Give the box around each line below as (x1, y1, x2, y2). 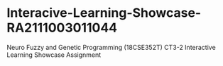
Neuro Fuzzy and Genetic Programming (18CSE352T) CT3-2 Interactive (6, 43, 216, 51)
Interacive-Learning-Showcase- (6, 5, 202, 21)
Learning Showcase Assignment (6, 51, 102, 59)
